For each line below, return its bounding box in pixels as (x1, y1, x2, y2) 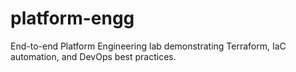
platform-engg (10, 7, 135, 30)
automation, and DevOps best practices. (10, 50, 177, 62)
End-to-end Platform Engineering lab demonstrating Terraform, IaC (10, 40, 287, 52)
